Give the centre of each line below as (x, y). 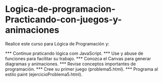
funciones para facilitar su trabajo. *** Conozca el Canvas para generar (78, 58)
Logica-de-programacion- (60, 9)
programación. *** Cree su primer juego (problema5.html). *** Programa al (82, 69)
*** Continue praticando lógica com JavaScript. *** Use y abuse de (74, 53)
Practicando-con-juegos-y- (64, 20)
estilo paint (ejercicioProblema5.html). (44, 74)
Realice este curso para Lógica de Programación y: (57, 43)
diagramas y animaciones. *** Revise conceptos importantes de (71, 64)
